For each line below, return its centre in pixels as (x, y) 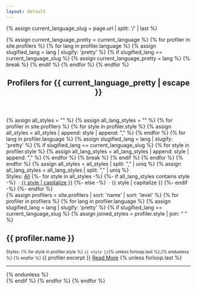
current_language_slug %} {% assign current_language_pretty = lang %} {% (98, 58)
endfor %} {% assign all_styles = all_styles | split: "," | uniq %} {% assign (94, 164)
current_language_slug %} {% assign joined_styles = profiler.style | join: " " (97, 214)
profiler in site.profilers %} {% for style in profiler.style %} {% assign (89, 127)
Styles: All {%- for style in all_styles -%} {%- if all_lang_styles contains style (98, 176)
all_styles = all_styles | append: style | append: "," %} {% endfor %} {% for (96, 133)
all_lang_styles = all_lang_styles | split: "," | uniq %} (67, 170)
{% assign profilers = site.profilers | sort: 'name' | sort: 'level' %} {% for (92, 195)
